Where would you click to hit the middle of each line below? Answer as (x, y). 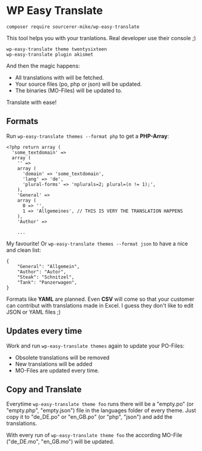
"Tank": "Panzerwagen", (47, 282)
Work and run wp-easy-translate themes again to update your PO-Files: (96, 346)
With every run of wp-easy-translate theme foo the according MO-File (94, 435)
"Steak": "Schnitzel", (46, 277)
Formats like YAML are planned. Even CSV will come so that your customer (100, 299)
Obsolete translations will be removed (62, 357)
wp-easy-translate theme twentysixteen (57, 49)
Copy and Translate (44, 389)
